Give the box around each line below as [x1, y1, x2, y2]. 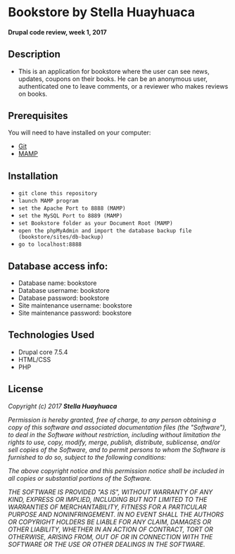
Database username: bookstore [18, 287, 110, 295]
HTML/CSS [18, 355, 51, 363]
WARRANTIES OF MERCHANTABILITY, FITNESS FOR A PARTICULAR [8, 503, 207, 511]
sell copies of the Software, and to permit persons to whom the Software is [8, 445, 226, 454]
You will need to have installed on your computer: [8, 128, 151, 137]
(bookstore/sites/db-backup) [18, 234, 104, 241]
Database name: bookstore [18, 279, 97, 287]
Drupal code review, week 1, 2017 [8, 27, 108, 36]
